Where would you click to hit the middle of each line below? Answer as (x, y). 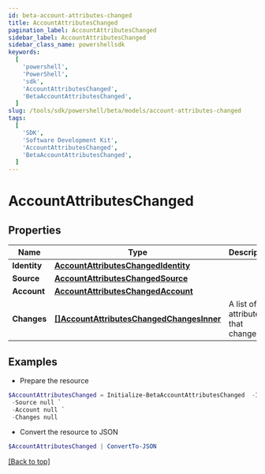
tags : (17, 118)
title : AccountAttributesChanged (63, 23)
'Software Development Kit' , (70, 140)
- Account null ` (38, 410)
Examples (33, 362)
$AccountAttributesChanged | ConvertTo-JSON (82, 446)
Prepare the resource (54, 380)
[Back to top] (29, 461)
